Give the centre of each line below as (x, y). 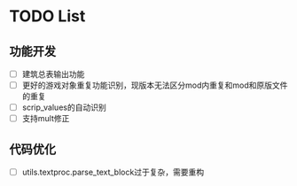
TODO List (47, 16)
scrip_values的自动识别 (64, 107)
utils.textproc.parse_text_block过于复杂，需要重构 (113, 172)
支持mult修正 (46, 119)
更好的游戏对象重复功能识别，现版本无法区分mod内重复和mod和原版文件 (155, 85)
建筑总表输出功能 (53, 74)
